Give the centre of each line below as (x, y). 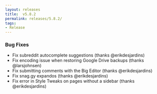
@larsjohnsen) (27, 66)
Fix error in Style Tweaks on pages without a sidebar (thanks (73, 81)
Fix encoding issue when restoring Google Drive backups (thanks (78, 60)
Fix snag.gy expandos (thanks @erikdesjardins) (60, 76)
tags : (11, 23)
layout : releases (23, 9)
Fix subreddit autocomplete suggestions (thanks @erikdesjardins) (78, 55)
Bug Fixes (17, 45)
